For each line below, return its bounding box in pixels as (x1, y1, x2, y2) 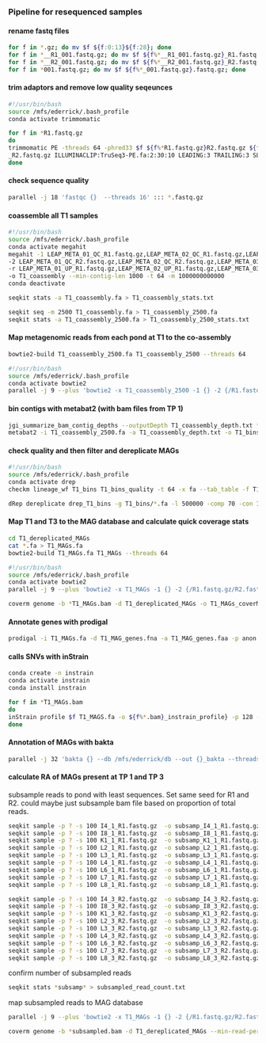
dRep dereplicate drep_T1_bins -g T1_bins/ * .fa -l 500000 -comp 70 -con (8, 500, 253, 508)
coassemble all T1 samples (8, 211, 99, 220)
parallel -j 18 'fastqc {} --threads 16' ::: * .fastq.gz (8, 193, 203, 202)
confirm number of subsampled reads (8, 969, 132, 978)
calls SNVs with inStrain (8, 652, 89, 661)
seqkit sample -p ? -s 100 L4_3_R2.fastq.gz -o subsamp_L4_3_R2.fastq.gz (8, 931, 260, 940)
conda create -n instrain (8, 669, 93, 677)
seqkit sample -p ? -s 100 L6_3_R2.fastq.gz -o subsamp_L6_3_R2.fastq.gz (8, 939, 260, 947)
